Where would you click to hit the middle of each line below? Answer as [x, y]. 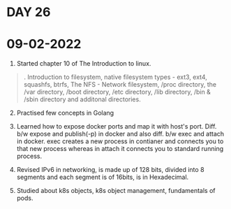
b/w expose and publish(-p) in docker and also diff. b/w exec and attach [120, 134]
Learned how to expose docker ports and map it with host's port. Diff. [117, 127]
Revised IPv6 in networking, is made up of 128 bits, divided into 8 [110, 170]
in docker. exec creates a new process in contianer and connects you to [120, 141]
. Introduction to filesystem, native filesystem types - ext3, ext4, [115, 77]
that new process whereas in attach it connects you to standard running [120, 149]
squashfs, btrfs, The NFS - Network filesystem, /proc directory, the [120, 85]
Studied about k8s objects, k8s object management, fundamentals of [116, 191]
